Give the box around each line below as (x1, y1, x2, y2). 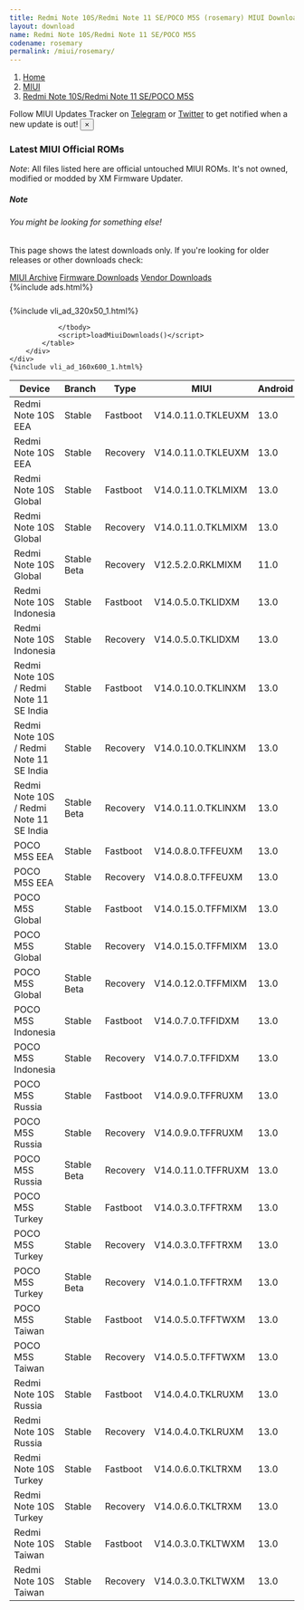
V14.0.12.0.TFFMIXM (153, 977, 247, 990)
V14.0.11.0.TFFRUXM (153, 1164, 250, 1176)
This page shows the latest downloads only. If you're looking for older (9, 245, 270, 255)
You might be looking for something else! (9, 216, 163, 227)
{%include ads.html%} (9, 282, 93, 292)
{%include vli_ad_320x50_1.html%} (9, 305, 138, 316)
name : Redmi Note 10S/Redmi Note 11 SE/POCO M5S (9, 30, 196, 39)
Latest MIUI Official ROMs (9, 143, 125, 156)
